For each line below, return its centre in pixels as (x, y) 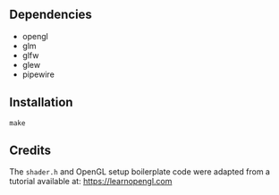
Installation (41, 102)
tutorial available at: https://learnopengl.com (91, 182)
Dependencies (51, 15)
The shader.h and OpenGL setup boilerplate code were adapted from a (140, 172)
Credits (30, 151)
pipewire (38, 74)
